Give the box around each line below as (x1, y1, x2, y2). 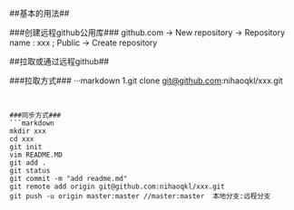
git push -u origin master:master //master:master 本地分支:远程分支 (9, 192, 271, 201)
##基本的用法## (9, 8, 70, 18)
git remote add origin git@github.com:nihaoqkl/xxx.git (9, 182, 225, 191)
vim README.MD (9, 150, 64, 159)
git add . (9, 158, 47, 167)
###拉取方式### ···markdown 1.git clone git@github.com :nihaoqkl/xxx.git (9, 75, 283, 86)
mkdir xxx (9, 127, 47, 136)
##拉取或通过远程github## (9, 56, 110, 66)
